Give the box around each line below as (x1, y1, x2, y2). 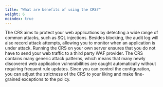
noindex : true (5, 16, 34, 21)
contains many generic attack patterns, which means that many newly (5, 56, 146, 62)
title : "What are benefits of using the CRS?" (5, 7, 101, 12)
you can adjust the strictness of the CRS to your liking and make (5, 71, 134, 77)
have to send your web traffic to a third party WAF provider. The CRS (5, 50, 143, 56)
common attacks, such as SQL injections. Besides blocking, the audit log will (5, 35, 159, 41)
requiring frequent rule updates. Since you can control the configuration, (5, 66, 151, 72)
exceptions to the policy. (21, 76, 71, 82)
